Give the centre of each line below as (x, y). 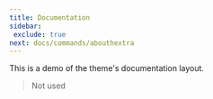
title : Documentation (50, 18)
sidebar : (26, 26)
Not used (48, 85)
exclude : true (40, 34)
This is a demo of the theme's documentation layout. (107, 68)
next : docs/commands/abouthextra (72, 43)
